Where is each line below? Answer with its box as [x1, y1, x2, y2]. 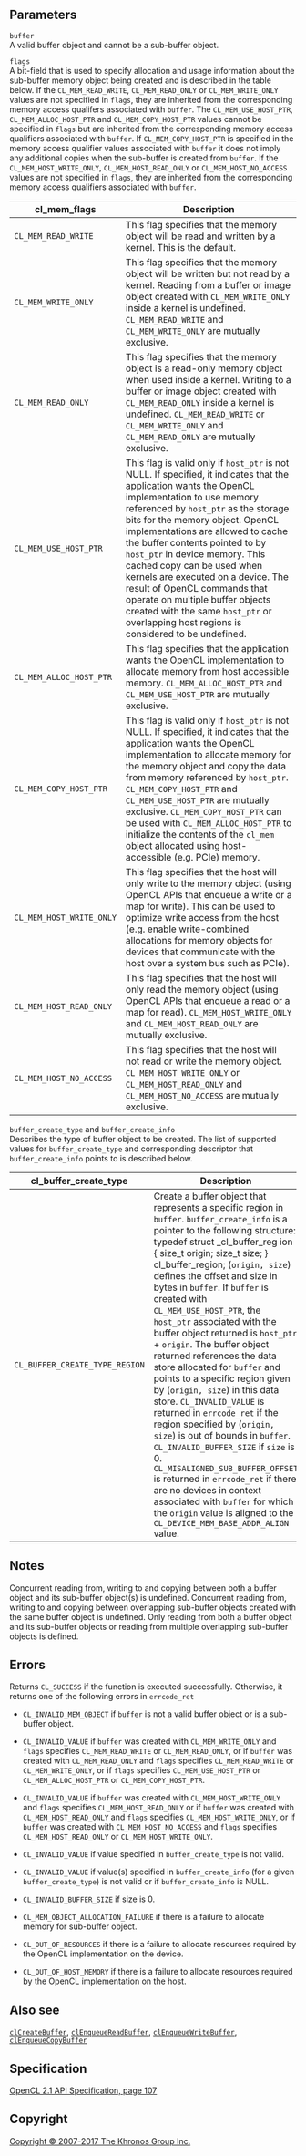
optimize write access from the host [126, 911, 280, 923]
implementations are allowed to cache [126, 524, 289, 537]
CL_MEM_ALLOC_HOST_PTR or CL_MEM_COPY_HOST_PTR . [22, 1775, 205, 1786]
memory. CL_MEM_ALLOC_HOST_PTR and [126, 676, 283, 689]
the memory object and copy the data [126, 759, 287, 772]
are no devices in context [153, 1483, 261, 1496]
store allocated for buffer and [153, 1360, 280, 1373]
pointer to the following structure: [153, 1223, 296, 1236]
